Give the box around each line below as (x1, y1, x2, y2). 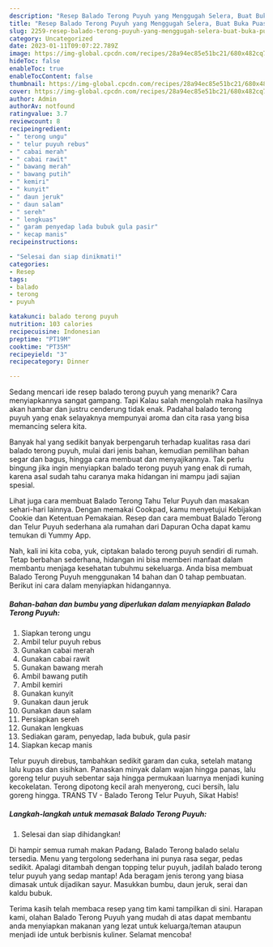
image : (9, 49, 32, 58)
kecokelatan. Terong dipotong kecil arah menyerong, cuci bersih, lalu (9, 782, 240, 791)
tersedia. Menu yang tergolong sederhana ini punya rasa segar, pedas (9, 854, 243, 863)
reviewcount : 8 (9, 118, 61, 126)
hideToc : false (9, 58, 61, 66)
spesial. (9, 480, 36, 491)
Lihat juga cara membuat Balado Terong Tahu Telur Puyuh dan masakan (9, 496, 250, 506)
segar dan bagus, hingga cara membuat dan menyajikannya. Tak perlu (9, 455, 245, 465)
